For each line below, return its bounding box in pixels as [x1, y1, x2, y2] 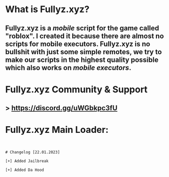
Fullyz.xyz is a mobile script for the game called [5, 24, 159, 32]
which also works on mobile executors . [5, 63, 131, 72]
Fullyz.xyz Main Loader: [5, 124, 109, 135]
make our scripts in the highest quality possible [5, 55, 159, 64]
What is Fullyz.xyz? [5, 4, 90, 15]
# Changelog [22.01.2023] [5, 150, 60, 155]
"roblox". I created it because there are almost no [5, 31, 164, 40]
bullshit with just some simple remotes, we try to [5, 47, 162, 56]
